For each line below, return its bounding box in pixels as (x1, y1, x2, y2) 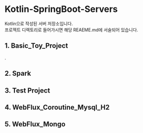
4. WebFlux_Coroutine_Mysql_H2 (4, 103, 110, 112)
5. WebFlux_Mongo (4, 120, 66, 129)
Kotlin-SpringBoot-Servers (4, 3, 118, 15)
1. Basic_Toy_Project (4, 41, 68, 50)
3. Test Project (4, 86, 50, 95)
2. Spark (4, 69, 32, 78)
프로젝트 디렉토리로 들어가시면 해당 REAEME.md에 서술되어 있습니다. (4, 26, 139, 33)
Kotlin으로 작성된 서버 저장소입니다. (4, 20, 73, 26)
